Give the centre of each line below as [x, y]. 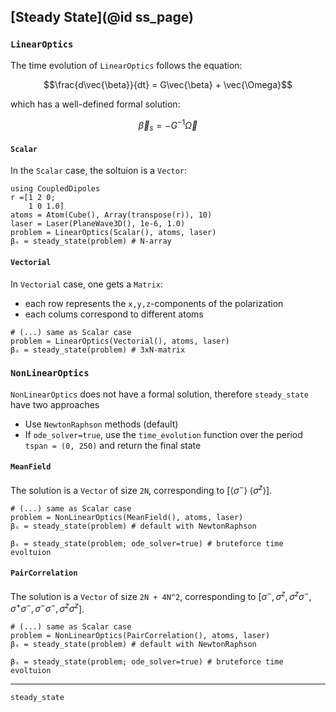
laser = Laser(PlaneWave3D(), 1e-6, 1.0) [98, 224]
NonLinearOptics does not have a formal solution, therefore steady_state [159, 394]
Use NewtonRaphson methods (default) [101, 424]
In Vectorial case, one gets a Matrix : [86, 284]
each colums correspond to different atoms [114, 314]
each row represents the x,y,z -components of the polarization [154, 303]
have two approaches [55, 404]
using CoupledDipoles [55, 189]
